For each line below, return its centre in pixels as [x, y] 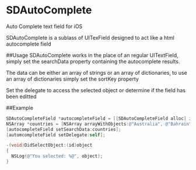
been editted [21, 96]
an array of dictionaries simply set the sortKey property [72, 79]
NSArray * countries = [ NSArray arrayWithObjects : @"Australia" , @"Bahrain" [99, 124]
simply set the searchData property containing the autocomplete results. [93, 61]
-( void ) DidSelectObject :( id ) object [49, 145]
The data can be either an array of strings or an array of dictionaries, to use [97, 72]
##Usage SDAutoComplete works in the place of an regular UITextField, [92, 55]
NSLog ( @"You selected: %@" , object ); [57, 156]
